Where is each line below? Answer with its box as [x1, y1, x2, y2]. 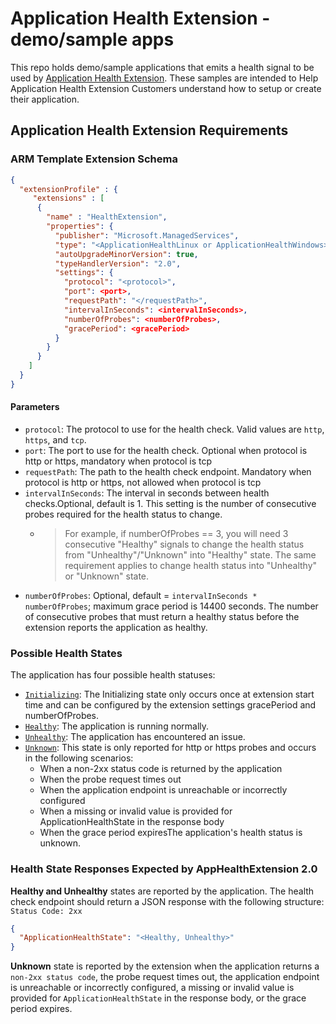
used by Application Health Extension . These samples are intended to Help [10, 72, 319, 84]
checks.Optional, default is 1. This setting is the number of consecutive [24, 497, 317, 509]
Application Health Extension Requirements [10, 122, 289, 139]
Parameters [10, 401, 60, 413]
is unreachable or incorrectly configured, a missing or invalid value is [10, 982, 295, 994]
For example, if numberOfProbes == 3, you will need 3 [64, 527, 289, 539]
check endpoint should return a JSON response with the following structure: [10, 895, 325, 907]
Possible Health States [10, 646, 123, 660]
